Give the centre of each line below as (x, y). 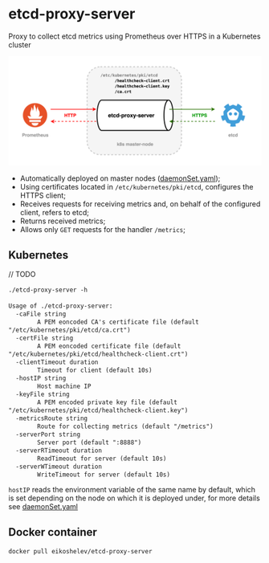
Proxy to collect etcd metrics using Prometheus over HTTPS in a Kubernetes (134, 36)
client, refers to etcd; (55, 213)
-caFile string (41, 314)
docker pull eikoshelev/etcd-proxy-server (80, 552)
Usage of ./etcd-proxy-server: (61, 306)
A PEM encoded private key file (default (108, 402)
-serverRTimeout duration (59, 451)
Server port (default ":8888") (90, 443)
